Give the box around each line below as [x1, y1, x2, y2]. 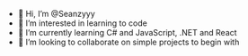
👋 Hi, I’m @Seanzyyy [17, 9, 96, 19]
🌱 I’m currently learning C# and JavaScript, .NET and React [17, 28, 237, 37]
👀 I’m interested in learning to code [17, 18, 148, 28]
